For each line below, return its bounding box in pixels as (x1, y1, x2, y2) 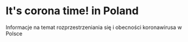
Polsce (5, 30, 23, 37)
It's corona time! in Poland (5, 4, 139, 18)
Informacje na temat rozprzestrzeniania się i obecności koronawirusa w (5, 24, 183, 31)
